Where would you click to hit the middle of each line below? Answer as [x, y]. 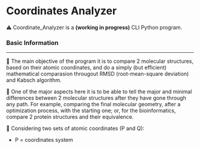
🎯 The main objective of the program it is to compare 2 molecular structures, [100, 61]
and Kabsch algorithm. [34, 80]
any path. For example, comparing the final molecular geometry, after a [93, 104]
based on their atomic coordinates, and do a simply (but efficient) [86, 68]
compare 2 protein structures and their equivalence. [70, 117]
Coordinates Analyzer [62, 11]
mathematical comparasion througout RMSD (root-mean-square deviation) [98, 74]
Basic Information [32, 43]
